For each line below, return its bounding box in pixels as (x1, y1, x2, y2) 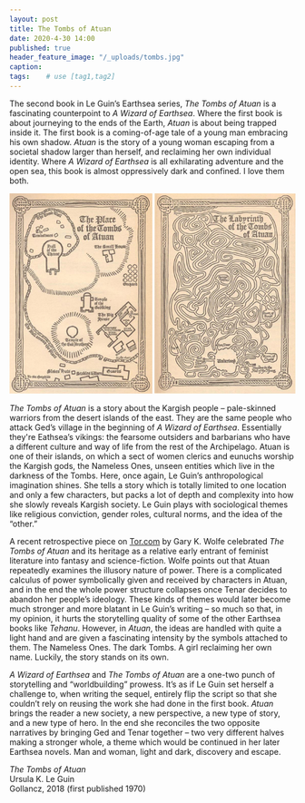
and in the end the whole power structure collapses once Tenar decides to (9, 583, 288, 594)
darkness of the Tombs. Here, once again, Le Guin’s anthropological (9, 470, 263, 481)
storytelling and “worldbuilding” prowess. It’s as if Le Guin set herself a (9, 679, 274, 690)
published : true (9, 44, 71, 53)
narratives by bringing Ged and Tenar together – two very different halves (9, 727, 284, 738)
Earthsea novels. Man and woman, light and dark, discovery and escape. (9, 746, 281, 757)
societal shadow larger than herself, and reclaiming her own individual (9, 146, 271, 157)
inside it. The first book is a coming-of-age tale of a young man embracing (9, 127, 289, 138)
